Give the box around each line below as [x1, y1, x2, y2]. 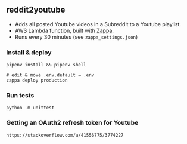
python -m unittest [6, 105, 55, 111]
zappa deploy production [6, 78, 68, 84]
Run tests [6, 91, 35, 100]
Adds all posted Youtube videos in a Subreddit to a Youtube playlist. [14, 20, 182, 27]
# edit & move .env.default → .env [6, 72, 95, 78]
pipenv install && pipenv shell [6, 62, 86, 68]
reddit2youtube [6, 5, 66, 15]
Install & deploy [6, 48, 52, 56]
